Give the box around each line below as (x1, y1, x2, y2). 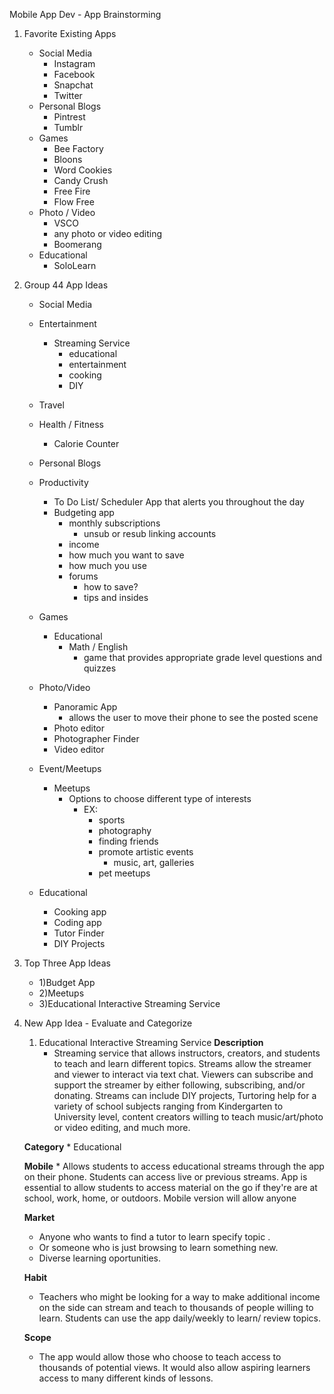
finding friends (98, 835, 159, 847)
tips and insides (83, 592, 149, 603)
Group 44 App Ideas (23, 279, 109, 291)
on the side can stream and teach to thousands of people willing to (38, 1302, 314, 1313)
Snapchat (53, 79, 94, 91)
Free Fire (53, 185, 91, 197)
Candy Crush (53, 175, 109, 186)
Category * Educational (23, 1141, 122, 1153)
